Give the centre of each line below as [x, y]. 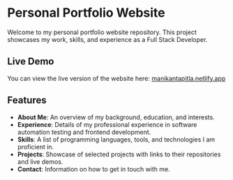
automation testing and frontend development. [84, 132]
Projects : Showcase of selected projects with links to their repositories [119, 154]
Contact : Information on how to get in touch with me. [94, 169]
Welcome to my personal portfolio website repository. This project [102, 32]
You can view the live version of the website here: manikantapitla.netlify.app [116, 78]
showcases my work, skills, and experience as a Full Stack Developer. [107, 39]
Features [27, 100]
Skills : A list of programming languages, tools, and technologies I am [116, 139]
